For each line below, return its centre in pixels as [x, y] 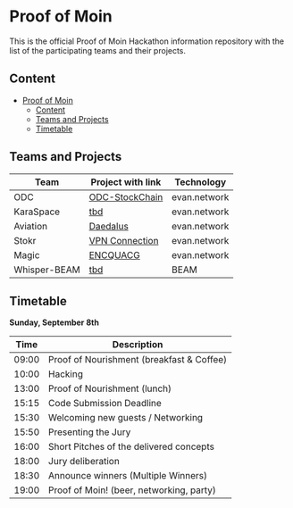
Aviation [30, 226]
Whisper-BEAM [47, 270]
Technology [201, 182]
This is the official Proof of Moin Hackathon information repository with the [146, 41]
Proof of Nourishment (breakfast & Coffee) [138, 360]
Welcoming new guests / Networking [126, 418]
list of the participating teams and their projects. [97, 50]
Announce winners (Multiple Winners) [128, 476]
